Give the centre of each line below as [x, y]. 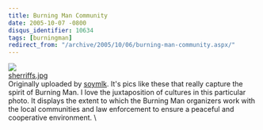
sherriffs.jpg [28, 75]
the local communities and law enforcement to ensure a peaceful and [121, 109]
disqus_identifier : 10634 [51, 30]
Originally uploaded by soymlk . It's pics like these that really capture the [126, 84]
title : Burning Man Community [58, 15]
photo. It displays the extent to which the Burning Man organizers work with [132, 101]
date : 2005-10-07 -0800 [48, 23]
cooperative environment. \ [52, 118]
